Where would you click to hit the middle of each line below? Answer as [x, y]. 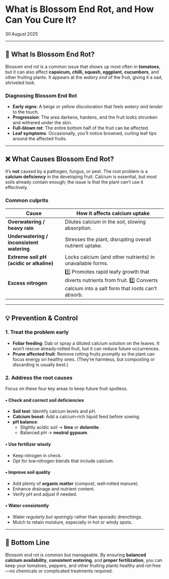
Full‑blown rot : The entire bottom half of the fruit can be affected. [81, 128]
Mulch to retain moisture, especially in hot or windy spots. [72, 522]
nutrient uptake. [83, 246]
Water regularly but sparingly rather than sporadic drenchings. [77, 517]
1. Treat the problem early [37, 332]
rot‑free [153, 565]
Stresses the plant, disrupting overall [108, 239]
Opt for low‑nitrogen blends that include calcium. [63, 461]
